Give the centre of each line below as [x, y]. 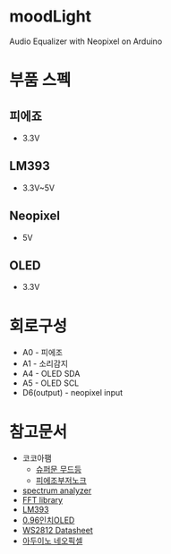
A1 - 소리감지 [45, 363]
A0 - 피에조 [43, 353]
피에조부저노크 [61, 481]
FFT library [43, 500]
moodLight [51, 17]
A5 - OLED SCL [51, 383]
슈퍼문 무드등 [59, 469]
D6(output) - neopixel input [73, 393]
